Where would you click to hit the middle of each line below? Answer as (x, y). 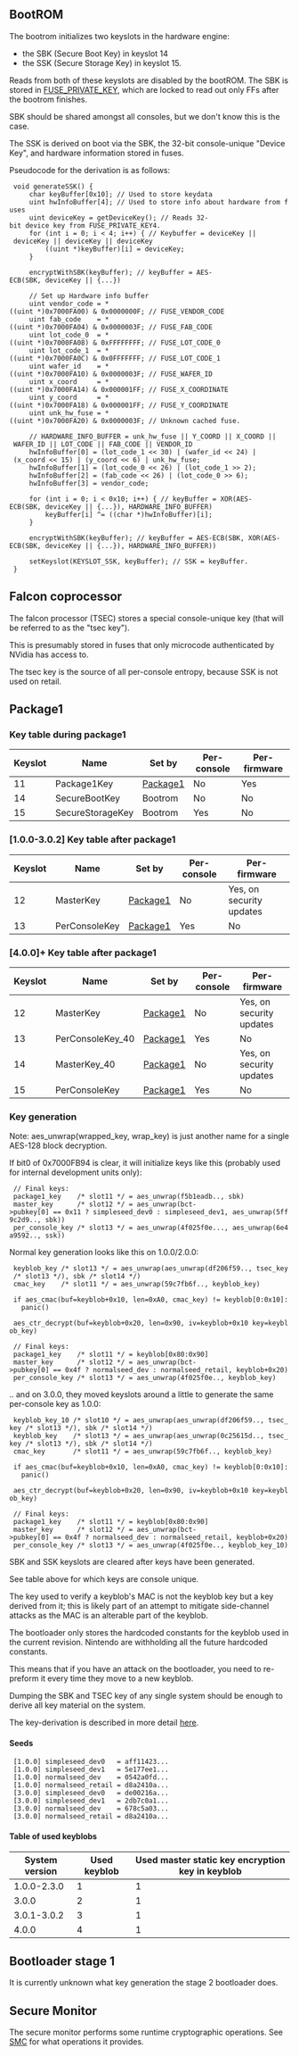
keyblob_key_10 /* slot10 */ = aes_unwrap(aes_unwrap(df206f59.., (139, 1420)
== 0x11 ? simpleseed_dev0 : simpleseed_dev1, (141, 1212)
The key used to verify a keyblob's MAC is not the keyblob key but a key (141, 1596)
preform (24, 1678)
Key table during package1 (68, 734)
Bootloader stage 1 (62, 1961)
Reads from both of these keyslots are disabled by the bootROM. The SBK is (149, 80)
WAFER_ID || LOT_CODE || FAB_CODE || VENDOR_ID (103, 444)
